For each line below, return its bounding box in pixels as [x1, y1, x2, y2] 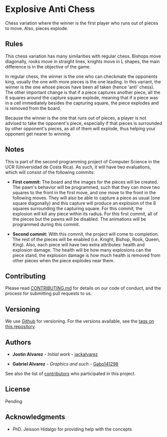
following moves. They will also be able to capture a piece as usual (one [12, 195, 161, 201]
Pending [5, 398, 22, 404]
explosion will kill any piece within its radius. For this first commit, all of [12, 211, 158, 217]
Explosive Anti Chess [5, 3, 95, 15]
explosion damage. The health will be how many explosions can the [12, 247, 152, 253]
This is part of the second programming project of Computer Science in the [5, 158, 160, 164]
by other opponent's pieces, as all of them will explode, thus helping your [5, 125, 156, 131]
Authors [5, 338, 31, 347]
